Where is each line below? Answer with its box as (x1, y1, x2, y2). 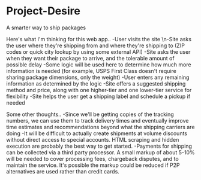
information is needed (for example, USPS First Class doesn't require (6, 67, 177, 74)
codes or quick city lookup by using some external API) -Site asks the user (6, 48, 191, 55)
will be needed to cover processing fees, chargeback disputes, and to (6, 155, 179, 162)
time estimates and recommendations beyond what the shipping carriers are (6, 123, 195, 130)
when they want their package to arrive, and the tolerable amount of (6, 54, 175, 62)
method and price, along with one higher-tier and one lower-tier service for (6, 86, 192, 93)
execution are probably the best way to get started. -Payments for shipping (6, 142, 192, 150)
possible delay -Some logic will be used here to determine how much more (6, 61, 191, 68)
